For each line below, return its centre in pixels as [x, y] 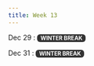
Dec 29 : [22, 37]
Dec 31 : [21, 53]
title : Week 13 [33, 15]
